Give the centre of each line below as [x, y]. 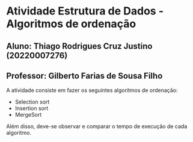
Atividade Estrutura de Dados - [85, 11]
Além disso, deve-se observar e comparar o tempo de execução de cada [97, 126]
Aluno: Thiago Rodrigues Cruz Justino [79, 46]
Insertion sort [32, 108]
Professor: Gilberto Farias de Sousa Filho [84, 76]
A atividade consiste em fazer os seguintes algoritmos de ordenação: [92, 90]
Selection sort [32, 102]
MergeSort [28, 115]
